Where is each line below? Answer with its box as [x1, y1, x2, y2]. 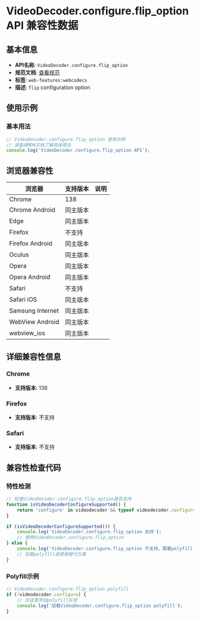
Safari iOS [9, 295, 37, 304]
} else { [6, 540, 28, 546]
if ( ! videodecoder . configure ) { [6, 591, 86, 597]
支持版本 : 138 [14, 384, 48, 391]
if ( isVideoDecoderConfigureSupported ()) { [6, 523, 116, 530]
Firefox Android [9, 239, 52, 248]
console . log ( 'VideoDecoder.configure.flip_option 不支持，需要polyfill [17, 546, 193, 552]
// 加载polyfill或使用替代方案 [17, 551, 86, 557]
